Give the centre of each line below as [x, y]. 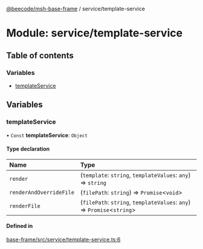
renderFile [25, 206]
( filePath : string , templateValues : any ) [135, 202]
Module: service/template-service [95, 33]
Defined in [20, 226]
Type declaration [28, 149]
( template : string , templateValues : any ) [135, 175]
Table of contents [40, 55]
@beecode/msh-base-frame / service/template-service [76, 9]
